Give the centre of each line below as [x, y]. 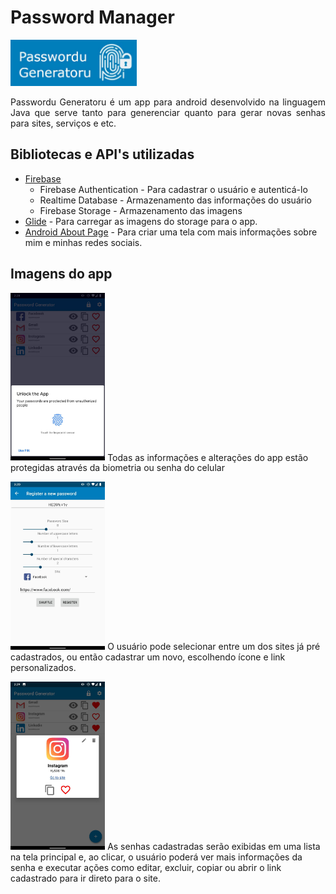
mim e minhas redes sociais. [83, 242]
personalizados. [43, 668]
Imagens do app [61, 274]
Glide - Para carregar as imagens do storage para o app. [141, 221]
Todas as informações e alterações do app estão [208, 457]
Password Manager [92, 17]
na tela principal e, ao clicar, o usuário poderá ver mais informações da [156, 857]
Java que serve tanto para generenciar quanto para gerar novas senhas [168, 112]
